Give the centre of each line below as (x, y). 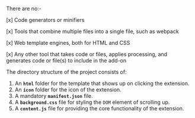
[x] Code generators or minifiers (45, 20)
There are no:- (24, 9)
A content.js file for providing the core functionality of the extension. (99, 108)
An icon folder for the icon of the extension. (68, 90)
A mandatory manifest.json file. (54, 96)
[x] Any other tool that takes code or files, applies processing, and (87, 54)
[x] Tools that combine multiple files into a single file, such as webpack (92, 31)
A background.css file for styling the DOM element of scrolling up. (92, 102)
